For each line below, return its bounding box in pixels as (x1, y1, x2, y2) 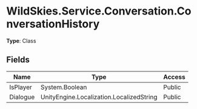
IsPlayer (9, 83, 32, 91)
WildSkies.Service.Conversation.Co (6, 4, 192, 18)
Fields (6, 54, 30, 65)
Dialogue (9, 93, 35, 101)
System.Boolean (40, 83, 87, 91)
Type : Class (6, 37, 36, 44)
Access (163, 73, 186, 81)
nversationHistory (6, 17, 100, 31)
